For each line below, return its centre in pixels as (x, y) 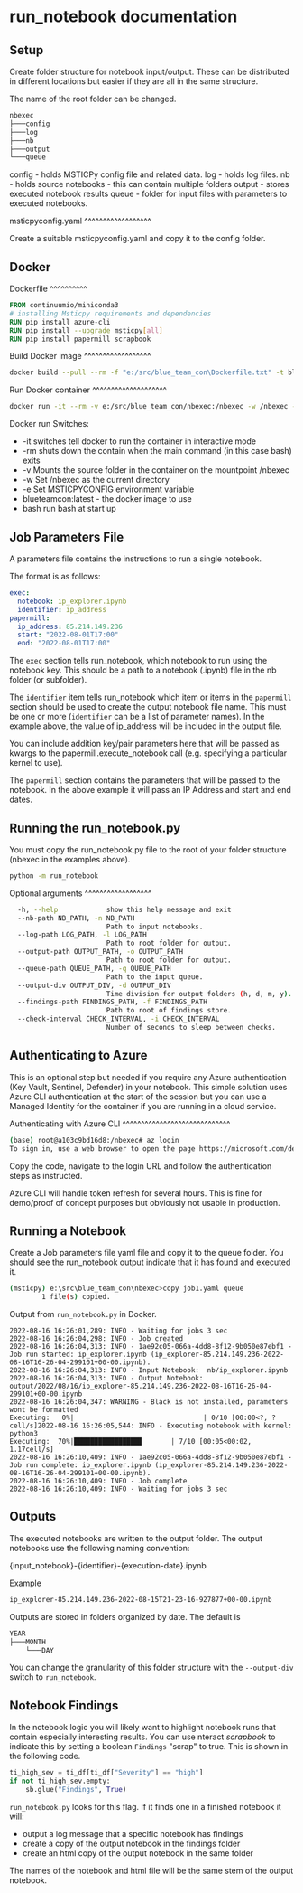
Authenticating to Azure (78, 1055)
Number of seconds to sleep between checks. (191, 1028)
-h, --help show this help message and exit (124, 909)
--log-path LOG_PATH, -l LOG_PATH (82, 935)
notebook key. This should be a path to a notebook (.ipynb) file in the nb (143, 670)
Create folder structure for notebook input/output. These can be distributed (150, 71)
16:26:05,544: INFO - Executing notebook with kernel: (187, 1426)
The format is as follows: (55, 576)
